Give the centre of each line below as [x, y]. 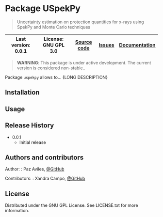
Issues [106, 45]
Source [83, 42]
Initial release [33, 142]
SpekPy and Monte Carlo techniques [54, 27]
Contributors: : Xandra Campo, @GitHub [45, 178]
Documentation [137, 45]
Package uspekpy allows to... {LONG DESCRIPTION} [57, 77]
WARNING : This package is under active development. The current [84, 62]
